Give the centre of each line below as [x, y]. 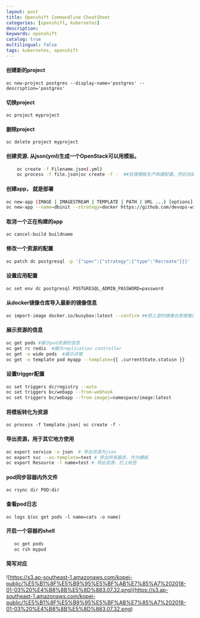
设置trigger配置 [25, 374]
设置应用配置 [22, 276]
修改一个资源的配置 [30, 248]
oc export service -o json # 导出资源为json [61, 452]
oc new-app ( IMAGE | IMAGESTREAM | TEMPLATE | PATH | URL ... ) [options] [100, 202]
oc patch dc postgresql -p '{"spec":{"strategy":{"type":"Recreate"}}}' [98, 261]
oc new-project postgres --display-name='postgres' [71, 83]
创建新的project [26, 70]
